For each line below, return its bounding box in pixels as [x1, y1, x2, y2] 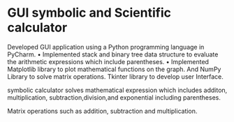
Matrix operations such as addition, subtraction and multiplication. [7, 107, 198, 115]
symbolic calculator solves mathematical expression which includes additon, [7, 86, 228, 94]
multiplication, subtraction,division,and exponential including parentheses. [7, 93, 221, 102]
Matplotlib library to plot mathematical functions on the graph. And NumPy [7, 65, 221, 73]
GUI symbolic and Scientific [7, 5, 171, 21]
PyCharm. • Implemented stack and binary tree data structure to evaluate [7, 50, 219, 59]
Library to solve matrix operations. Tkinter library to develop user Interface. [7, 72, 224, 81]
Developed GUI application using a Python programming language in [7, 43, 205, 51]
